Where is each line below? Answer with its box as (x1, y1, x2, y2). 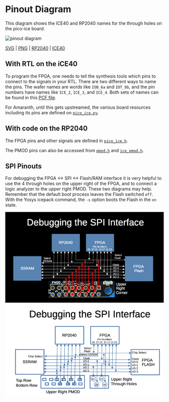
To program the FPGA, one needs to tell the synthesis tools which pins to (5, 73, 156, 79)
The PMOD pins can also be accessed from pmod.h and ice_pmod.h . (5, 147, 144, 153)
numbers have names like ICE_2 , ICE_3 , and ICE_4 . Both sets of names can (5, 89, 159, 95)
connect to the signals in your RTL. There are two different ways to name (5, 78, 156, 84)
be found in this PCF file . (5, 94, 56, 100)
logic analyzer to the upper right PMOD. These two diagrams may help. (5, 186, 152, 192)
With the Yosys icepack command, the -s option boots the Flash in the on (5, 196, 157, 203)
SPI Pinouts (5, 162, 42, 170)
